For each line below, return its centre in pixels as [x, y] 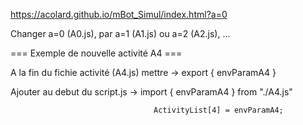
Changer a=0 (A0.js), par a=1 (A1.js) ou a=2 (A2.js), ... [120, 33]
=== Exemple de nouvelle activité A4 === [96, 53]
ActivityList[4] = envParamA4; [218, 110]
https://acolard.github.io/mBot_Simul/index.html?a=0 [119, 14]
